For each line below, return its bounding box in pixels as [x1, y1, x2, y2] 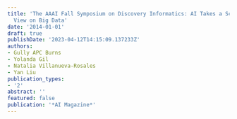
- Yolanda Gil [7, 56, 49, 63]
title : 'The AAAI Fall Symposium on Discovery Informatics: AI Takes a [7, 10, 222, 17]
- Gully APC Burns [7, 50, 61, 57]
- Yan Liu [7, 69, 37, 76]
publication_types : [7, 75, 65, 83]
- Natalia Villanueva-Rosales [7, 62, 97, 69]
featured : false [7, 95, 55, 102]
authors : [7, 43, 33, 50]
